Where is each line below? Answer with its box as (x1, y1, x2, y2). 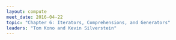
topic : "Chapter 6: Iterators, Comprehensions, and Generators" (6, 19, 171, 25)
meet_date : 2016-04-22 (6, 14, 63, 20)
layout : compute (6, 8, 47, 15)
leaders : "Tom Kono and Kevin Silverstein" (6, 25, 117, 31)
